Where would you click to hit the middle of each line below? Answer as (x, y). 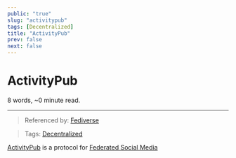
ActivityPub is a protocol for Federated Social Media (83, 147)
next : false (25, 46)
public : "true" (29, 14)
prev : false (25, 40)
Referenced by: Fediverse (62, 120)
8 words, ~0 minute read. (44, 100)
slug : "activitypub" (38, 20)
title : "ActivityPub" (39, 33)
